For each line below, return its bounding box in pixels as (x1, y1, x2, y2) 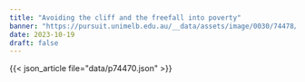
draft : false (9, 38, 59, 48)
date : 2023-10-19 (9, 30, 75, 39)
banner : (9, 22, 39, 31)
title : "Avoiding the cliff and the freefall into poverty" (9, 13, 242, 23)
